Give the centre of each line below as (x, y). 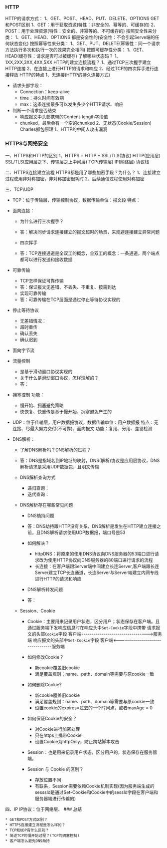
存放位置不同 (48, 779)
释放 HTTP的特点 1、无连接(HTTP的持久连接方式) (60, 75)
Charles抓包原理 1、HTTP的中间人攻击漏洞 (64, 129)
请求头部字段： (28, 86)
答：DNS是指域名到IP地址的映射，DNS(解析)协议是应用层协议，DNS (90, 460)
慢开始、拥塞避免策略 (42, 405)
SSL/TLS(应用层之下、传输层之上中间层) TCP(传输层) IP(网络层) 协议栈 (77, 162)
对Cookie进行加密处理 (57, 729)
